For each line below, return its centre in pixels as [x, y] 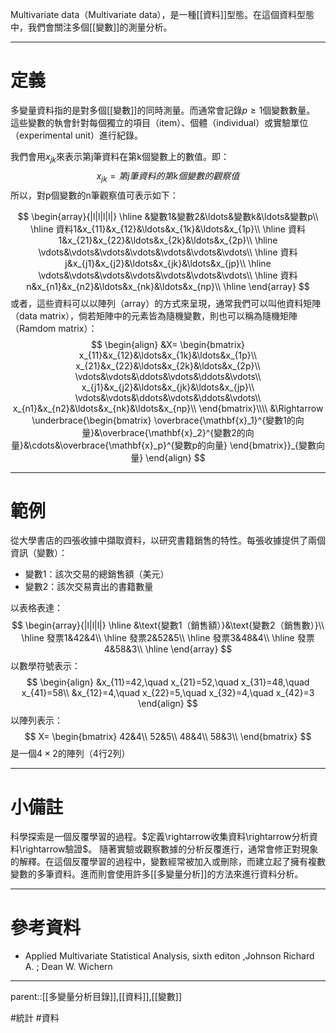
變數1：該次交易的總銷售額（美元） [97, 574]
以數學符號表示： [45, 666]
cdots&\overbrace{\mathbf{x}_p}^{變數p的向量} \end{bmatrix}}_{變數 [174, 445]
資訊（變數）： [39, 553]
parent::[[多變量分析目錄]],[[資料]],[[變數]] [96, 997]
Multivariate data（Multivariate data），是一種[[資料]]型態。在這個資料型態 [162, 14]
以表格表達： [36, 608]
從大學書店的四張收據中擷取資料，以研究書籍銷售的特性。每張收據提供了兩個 [168, 540]
